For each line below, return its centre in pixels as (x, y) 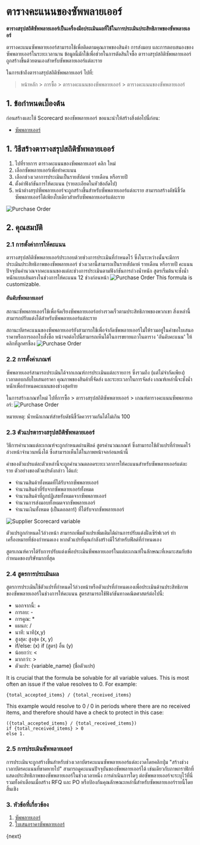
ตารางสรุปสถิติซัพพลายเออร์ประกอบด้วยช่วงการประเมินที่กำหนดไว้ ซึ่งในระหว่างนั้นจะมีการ (93, 258)
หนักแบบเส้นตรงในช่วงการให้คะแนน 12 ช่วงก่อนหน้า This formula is (99, 278)
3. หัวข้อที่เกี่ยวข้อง (28, 804)
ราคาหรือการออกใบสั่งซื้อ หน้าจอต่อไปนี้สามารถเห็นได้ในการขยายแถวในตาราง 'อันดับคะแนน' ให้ (99, 337)
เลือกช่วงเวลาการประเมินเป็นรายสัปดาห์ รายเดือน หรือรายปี (71, 177)
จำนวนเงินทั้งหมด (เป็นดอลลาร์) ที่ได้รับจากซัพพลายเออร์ (69, 509)
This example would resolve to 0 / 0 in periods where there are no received (98, 706)
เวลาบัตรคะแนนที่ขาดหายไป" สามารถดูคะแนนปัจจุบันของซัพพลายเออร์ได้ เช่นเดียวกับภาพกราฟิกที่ (100, 769)
